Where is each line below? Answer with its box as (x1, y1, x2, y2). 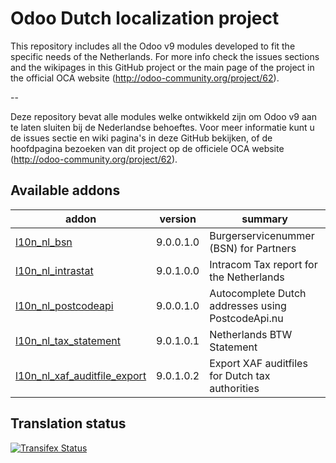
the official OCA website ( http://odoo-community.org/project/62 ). (10, 72, 280, 84)
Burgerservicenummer (209, 228, 315, 242)
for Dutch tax (209, 368, 271, 382)
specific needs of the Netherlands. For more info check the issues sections (10, 50, 320, 62)
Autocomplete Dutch (209, 286, 307, 300)
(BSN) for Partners (209, 241, 297, 255)
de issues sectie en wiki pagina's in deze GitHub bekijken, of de (10, 132, 273, 144)
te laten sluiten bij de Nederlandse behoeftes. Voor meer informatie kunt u (10, 121, 315, 133)
